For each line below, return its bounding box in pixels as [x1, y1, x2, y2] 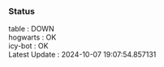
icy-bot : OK [8, 41, 49, 51]
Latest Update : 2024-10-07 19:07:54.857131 [8, 50, 157, 60]
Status [8, 6, 35, 17]
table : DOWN [8, 24, 54, 34]
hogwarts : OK [8, 32, 57, 42]
